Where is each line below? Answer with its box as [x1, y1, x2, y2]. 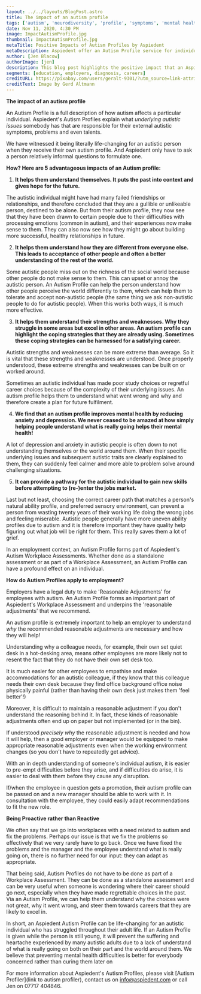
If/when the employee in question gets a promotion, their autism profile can [6, 784, 191, 791]
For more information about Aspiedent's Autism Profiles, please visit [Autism [6, 969, 194, 977]
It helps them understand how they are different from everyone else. [14, 244, 188, 251]
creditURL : [6, 76, 33, 82]
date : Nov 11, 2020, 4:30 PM [6, 25, 79, 32]
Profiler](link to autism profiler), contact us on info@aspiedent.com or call [6, 976, 187, 983]
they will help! [6, 632, 41, 638]
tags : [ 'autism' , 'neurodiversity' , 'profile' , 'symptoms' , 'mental [6, 20, 181, 26]
